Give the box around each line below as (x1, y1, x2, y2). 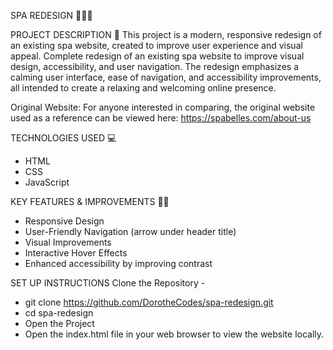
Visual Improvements (24, 236, 112, 248)
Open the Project (24, 318, 95, 329)
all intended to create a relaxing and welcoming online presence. (10, 82, 277, 94)
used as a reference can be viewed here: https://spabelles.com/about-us (10, 112, 312, 124)
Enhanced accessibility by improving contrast (24, 258, 213, 269)
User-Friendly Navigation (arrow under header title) (24, 226, 237, 237)
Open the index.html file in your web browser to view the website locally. (24, 328, 325, 340)
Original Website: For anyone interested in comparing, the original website (10, 101, 316, 113)
